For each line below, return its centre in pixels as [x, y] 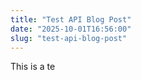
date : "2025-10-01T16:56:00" [71, 29]
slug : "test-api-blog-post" [69, 38]
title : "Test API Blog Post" [71, 19]
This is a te [33, 67]
